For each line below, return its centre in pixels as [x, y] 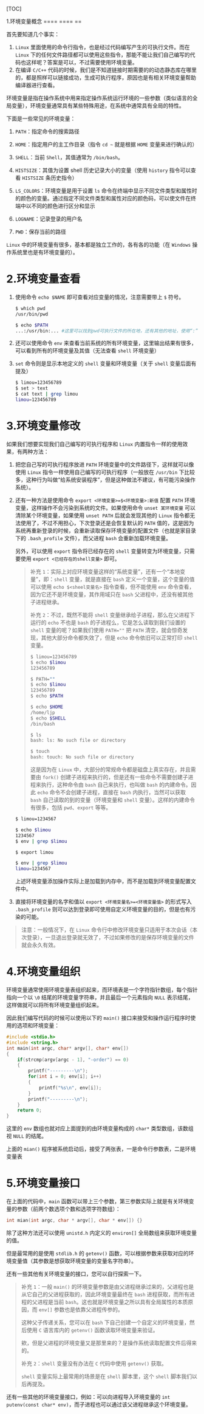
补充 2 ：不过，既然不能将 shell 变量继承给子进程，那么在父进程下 [113, 615]
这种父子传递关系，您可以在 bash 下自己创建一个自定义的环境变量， [105, 1322]
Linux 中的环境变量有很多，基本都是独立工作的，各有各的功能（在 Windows [99, 245]
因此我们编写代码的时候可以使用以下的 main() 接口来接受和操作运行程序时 [98, 1018]
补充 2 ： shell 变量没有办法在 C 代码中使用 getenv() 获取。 [94, 1363]
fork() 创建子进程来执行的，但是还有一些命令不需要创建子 [115, 777]
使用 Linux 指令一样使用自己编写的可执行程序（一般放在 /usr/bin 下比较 [105, 472]
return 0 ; [30, 1110]
